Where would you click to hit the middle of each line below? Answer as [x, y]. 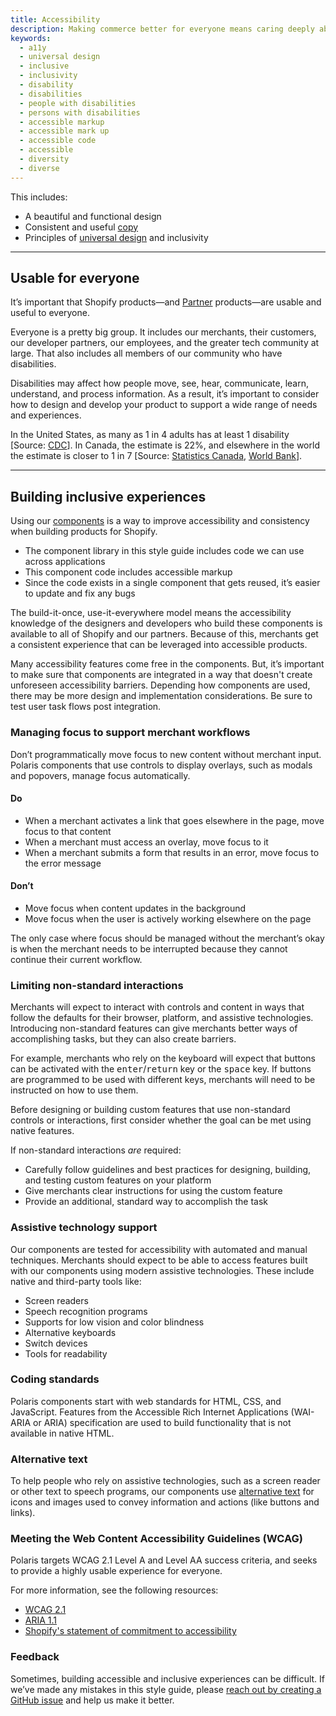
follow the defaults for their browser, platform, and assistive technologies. [162, 1018]
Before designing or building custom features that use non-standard [150, 1110]
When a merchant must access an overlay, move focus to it [146, 842]
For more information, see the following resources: [114, 1590]
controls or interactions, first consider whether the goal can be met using [161, 1120]
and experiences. [46, 415]
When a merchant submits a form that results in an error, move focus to [172, 852]
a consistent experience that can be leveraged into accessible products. [159, 645]
